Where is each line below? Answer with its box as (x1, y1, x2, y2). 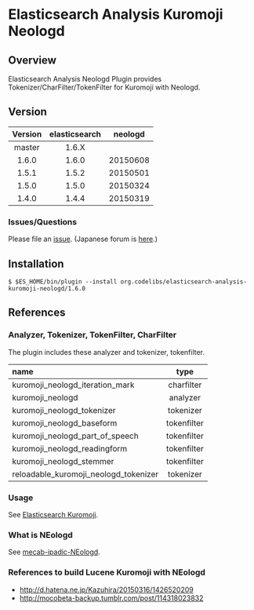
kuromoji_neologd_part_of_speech (12, 430, 139, 441)
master (14, 141, 40, 152)
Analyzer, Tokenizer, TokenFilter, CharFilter (8, 330, 177, 341)
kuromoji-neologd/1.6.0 (8, 284, 86, 292)
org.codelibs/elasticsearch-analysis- (120, 277, 247, 286)
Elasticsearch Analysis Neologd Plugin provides (8, 75, 162, 83)
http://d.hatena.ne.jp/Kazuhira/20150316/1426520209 (19, 585, 194, 594)
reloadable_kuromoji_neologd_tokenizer (12, 469, 159, 480)
